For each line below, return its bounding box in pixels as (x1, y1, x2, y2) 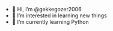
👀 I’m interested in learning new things (11, 12, 107, 19)
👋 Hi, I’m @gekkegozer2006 (11, 6, 82, 13)
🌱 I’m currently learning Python (11, 18, 89, 25)
